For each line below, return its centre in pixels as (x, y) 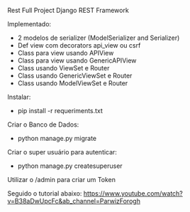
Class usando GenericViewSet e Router (75, 75)
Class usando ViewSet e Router (63, 68)
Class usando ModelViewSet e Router (73, 83)
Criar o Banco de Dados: (43, 124)
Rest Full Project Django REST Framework (68, 10)
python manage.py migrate (57, 138)
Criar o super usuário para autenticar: (62, 152)
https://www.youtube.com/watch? (133, 194)
